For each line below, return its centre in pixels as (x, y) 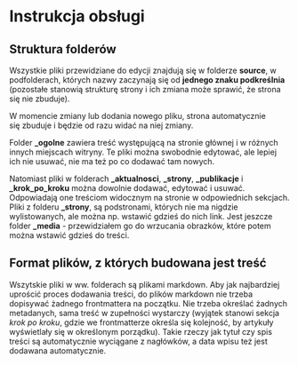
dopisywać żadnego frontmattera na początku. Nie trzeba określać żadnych (148, 303)
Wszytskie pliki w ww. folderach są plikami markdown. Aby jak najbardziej (145, 284)
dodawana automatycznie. (58, 350)
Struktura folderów (63, 49)
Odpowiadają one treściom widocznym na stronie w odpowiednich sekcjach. (149, 198)
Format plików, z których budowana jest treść (138, 263)
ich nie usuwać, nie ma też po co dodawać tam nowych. (112, 161)
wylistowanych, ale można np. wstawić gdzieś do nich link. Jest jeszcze (141, 216)
